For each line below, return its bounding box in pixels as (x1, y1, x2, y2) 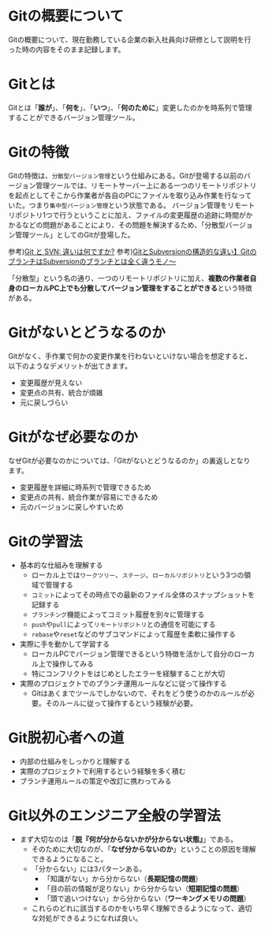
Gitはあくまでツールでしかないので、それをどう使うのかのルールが (31, 688, 248, 698)
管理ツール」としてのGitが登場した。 (14, 230, 135, 239)
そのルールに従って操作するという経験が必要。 (45, 698, 197, 708)
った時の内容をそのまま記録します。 (8, 44, 125, 54)
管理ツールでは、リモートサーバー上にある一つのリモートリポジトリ (35, 181, 257, 190)
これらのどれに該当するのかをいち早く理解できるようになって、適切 (31, 903, 252, 913)
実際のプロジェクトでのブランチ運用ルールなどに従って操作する (19, 678, 227, 688)
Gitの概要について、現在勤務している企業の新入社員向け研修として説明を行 (8, 35, 252, 44)
